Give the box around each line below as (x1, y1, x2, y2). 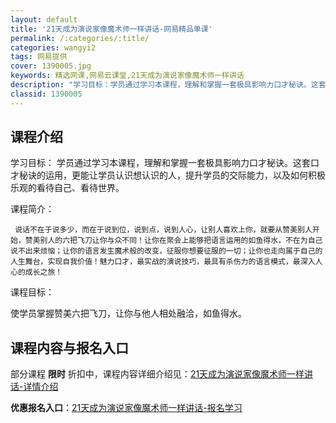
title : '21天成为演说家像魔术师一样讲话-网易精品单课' (10, 24, 213, 34)
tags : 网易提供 (10, 52, 68, 62)
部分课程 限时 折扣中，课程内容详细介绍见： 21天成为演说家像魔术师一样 (10, 368, 305, 380)
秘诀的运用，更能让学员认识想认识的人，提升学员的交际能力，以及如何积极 (18, 169, 326, 181)
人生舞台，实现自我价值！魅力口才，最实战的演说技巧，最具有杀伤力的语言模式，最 (10, 257, 301, 267)
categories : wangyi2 (10, 42, 97, 53)
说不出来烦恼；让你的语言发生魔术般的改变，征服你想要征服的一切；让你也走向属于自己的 (10, 246, 323, 256)
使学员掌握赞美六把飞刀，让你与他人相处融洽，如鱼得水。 (10, 307, 247, 320)
